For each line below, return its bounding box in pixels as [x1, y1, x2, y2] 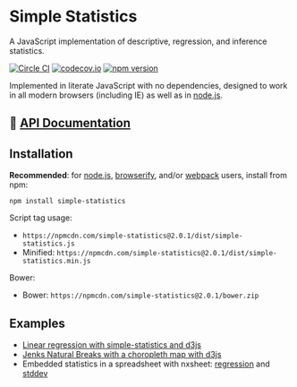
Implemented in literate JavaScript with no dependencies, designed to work [9, 80, 288, 90]
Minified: [21, 247, 55, 258]
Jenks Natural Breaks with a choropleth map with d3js [21, 348, 222, 359]
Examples [9, 315, 65, 331]
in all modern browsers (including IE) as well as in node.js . [9, 90, 224, 100]
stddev [21, 367, 48, 378]
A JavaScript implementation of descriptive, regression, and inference [9, 36, 267, 47]
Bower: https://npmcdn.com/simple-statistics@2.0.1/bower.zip [21, 289, 259, 301]
